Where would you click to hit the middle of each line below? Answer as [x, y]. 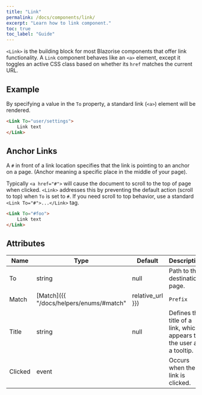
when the [182, 367]
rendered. [19, 110]
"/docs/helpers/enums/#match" [81, 303]
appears [180, 335]
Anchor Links [32, 151]
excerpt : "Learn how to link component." [59, 23]
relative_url [148, 295]
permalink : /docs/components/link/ [51, 17]
